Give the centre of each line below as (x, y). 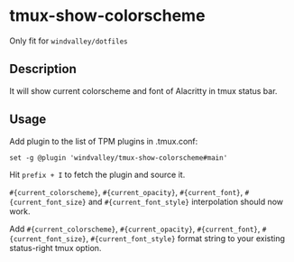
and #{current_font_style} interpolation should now (186, 201)
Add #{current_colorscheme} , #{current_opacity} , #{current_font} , (135, 229)
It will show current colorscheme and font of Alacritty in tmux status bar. (143, 90)
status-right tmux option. (55, 248)
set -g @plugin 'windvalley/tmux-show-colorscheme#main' (119, 158)
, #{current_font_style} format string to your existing (186, 238)
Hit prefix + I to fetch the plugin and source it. (97, 174)
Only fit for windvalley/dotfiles (69, 41)
